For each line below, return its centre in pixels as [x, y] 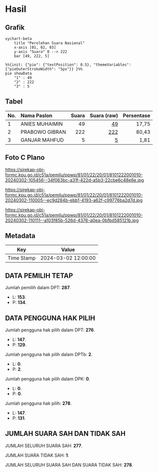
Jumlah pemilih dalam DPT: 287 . [38, 288]
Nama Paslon [37, 115]
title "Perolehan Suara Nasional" [49, 43]
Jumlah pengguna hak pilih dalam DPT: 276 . [50, 330]
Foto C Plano [25, 158]
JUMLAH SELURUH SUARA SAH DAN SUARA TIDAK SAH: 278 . [69, 465]
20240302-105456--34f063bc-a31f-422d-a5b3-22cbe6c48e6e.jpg [75, 180]
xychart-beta [19, 39]
